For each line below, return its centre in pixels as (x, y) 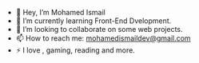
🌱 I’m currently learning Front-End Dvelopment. (94, 21)
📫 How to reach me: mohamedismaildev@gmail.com (103, 38)
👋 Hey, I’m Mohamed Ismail (60, 12)
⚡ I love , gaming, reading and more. (76, 50)
